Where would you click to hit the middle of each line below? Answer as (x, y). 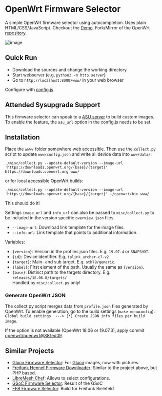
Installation (22, 137)
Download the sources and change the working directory (69, 70)
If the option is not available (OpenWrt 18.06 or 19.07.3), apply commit (75, 330)
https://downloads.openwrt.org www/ (42, 172)
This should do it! (22, 203)
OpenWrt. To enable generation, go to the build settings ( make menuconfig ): (80, 311)
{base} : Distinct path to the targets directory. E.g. (61, 272)
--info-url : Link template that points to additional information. (75, 233)
